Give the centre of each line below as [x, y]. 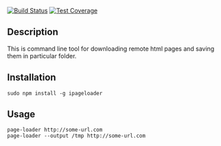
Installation [32, 78]
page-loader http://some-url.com [55, 130]
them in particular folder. [42, 56]
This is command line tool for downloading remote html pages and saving [111, 49]
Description [33, 32]
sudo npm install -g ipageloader [55, 93]
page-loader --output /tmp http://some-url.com [77, 136]
